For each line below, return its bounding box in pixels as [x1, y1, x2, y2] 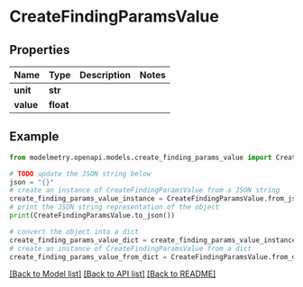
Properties [9, 42, 70, 58]
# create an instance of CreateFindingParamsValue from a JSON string [9, 186, 280, 195]
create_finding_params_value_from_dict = [9, 252, 168, 262]
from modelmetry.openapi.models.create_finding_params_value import [9, 153, 272, 162]
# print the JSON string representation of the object [9, 202, 220, 212]
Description [79, 69, 131, 81]
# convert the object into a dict [9, 227, 140, 236]
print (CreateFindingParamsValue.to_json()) [9, 211, 176, 220]
